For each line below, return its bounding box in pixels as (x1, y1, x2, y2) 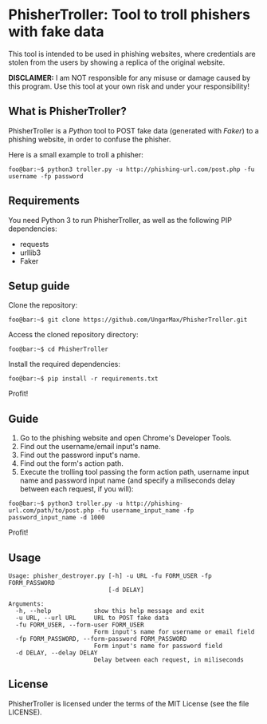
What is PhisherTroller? (8, 105, 128, 118)
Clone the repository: (8, 300, 78, 310)
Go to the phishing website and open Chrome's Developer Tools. (19, 433, 233, 443)
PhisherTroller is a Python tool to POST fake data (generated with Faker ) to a (8, 125, 259, 135)
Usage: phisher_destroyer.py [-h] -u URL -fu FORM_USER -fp (8, 572, 213, 580)
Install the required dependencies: (8, 360, 121, 369)
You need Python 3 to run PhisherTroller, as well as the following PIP (8, 215, 233, 225)
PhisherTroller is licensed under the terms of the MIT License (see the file (8, 698, 249, 708)
